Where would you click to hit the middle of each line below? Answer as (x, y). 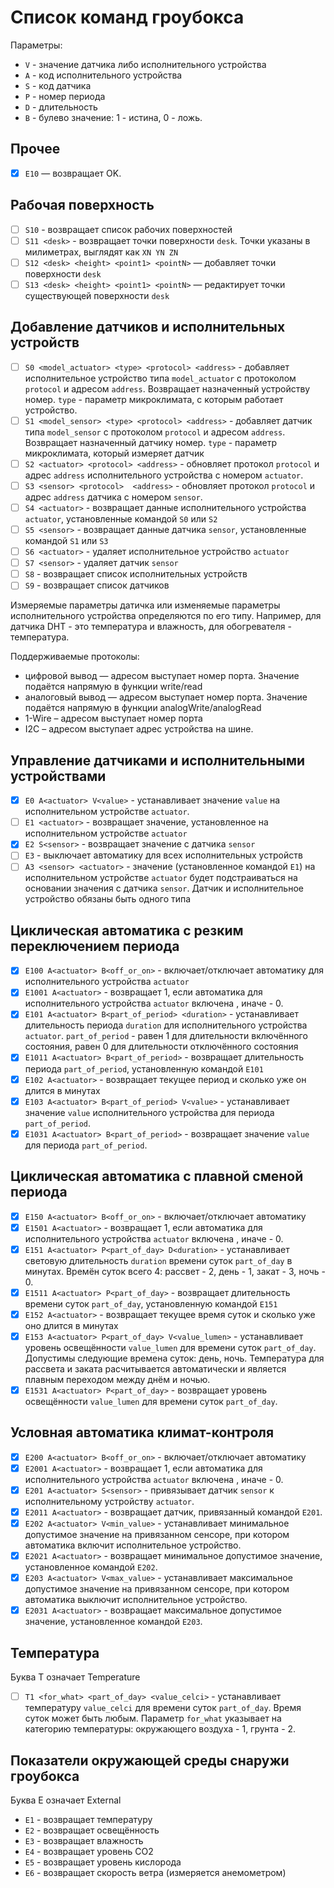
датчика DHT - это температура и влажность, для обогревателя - (151, 627)
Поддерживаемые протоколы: (75, 657)
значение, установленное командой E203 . (113, 1622)
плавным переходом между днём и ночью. (117, 1379)
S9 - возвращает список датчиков (97, 585)
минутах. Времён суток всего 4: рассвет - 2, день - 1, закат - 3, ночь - (175, 1271)
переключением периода (95, 946)
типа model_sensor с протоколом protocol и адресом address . (155, 432)
